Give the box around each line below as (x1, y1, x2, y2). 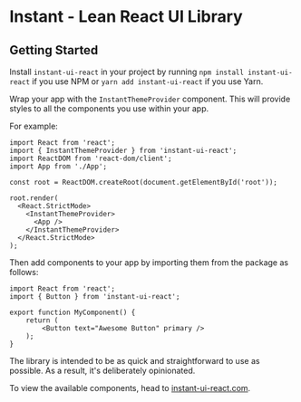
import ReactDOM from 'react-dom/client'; (9, 154, 172, 163)
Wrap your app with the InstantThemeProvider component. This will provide (9, 93, 291, 104)
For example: (9, 120, 59, 131)
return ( (25, 316, 59, 325)
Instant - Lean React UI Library (9, 6, 243, 27)
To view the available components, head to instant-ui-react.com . (9, 383, 251, 393)
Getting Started (9, 43, 99, 58)
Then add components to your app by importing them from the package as (9, 257, 288, 268)
